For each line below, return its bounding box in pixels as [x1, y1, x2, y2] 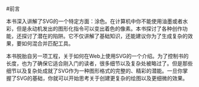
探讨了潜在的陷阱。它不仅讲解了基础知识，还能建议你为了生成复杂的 [21, 33, 188, 40]
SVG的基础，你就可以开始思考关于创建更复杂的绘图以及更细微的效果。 [16, 75, 188, 82]
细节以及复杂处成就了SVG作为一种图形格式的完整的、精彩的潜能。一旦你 [6, 67, 183, 74]
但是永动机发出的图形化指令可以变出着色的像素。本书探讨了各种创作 [16, 25, 182, 32]
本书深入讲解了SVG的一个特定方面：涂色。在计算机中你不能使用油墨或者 [6, 18, 183, 25]
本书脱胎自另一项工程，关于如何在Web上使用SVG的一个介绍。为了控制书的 [6, 53, 189, 59]
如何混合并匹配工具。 [21, 40, 74, 47]
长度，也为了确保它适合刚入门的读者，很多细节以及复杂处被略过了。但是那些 [6, 60, 193, 67]
